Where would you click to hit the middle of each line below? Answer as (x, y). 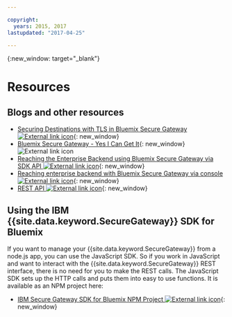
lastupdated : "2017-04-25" (46, 33)
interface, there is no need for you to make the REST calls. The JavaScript (113, 271)
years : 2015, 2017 (40, 26)
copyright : (23, 20)
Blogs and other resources (66, 112)
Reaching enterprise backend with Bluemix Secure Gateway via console (120, 173)
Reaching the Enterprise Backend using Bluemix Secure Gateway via (115, 159)
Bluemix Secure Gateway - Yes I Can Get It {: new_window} (101, 144)
